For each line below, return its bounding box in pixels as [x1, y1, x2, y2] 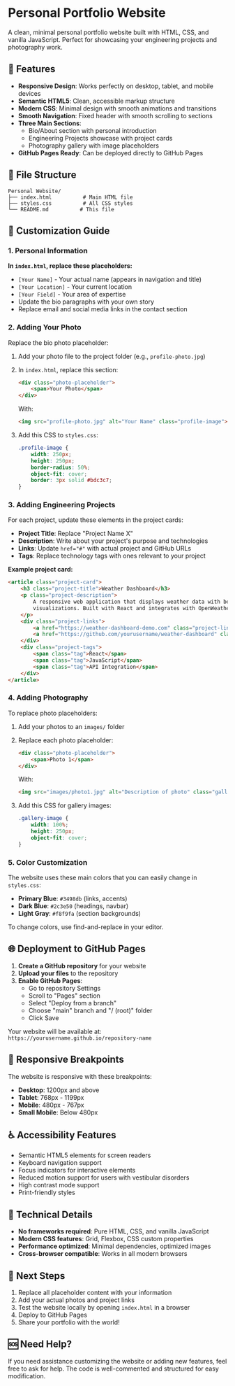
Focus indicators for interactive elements [17, 1166, 136, 1175]
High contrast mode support [17, 1181, 100, 1189]
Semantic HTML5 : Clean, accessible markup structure [17, 97, 175, 105]
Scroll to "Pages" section [28, 991, 100, 1000]
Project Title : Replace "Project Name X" [17, 530, 133, 538]
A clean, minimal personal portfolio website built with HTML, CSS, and [8, 28, 209, 36]
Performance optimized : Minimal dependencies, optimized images [17, 1242, 211, 1250]
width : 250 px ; [31, 451, 72, 458]
